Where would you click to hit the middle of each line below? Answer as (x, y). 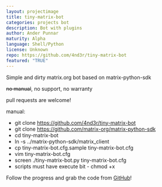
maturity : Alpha (26, 39)
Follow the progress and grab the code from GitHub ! (69, 178)
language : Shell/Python (35, 45)
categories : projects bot (37, 22)
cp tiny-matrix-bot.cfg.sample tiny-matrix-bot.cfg (74, 148)
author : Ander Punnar (32, 33)
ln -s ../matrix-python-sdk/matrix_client (62, 141)
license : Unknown (27, 50)
